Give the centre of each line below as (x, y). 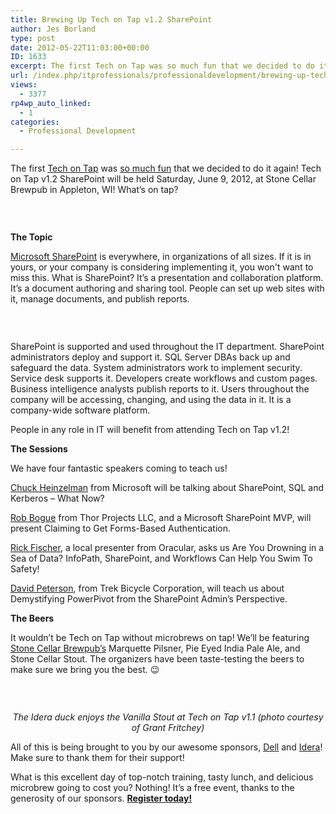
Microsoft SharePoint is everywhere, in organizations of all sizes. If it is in (161, 257)
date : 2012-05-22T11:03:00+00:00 (80, 47)
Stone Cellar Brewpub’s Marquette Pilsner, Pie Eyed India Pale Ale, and (155, 648)
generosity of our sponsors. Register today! (101, 798)
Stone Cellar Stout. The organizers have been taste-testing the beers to (157, 659)
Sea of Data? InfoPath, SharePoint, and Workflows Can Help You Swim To (161, 558)
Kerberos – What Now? (57, 498)
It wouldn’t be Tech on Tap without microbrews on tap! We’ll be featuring (160, 638)
